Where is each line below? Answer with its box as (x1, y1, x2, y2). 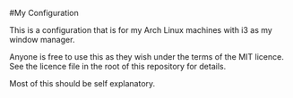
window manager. (9, 35, 75, 45)
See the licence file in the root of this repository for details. (9, 61, 227, 71)
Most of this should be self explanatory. (9, 78, 156, 88)
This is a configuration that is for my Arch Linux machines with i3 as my (9, 25, 273, 35)
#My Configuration (9, 8, 79, 18)
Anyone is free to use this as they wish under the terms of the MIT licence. (9, 52, 284, 61)
